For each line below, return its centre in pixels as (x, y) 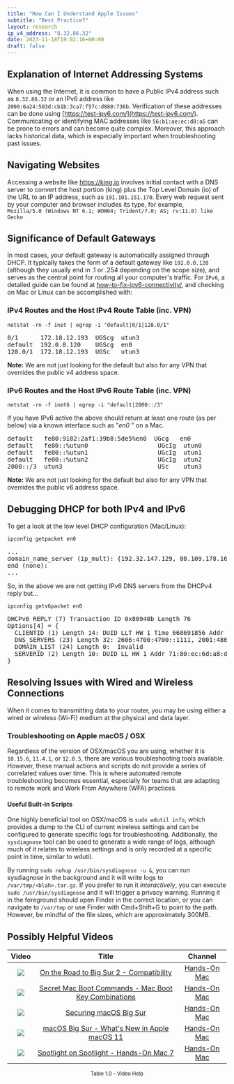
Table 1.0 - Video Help (117, 1074)
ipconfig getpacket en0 (42, 539)
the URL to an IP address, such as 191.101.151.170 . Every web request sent (116, 197)
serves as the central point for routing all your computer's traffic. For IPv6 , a (116, 277)
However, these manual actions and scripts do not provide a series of (107, 766)
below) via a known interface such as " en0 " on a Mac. (86, 425)
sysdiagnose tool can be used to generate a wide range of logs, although (111, 842)
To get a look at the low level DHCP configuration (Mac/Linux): (97, 526)
